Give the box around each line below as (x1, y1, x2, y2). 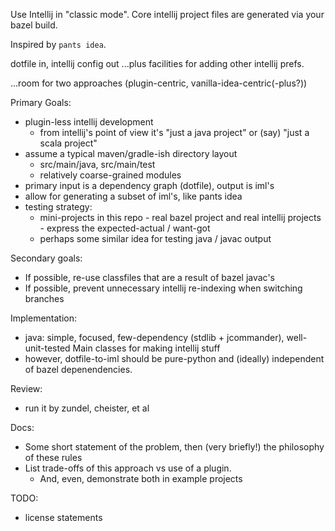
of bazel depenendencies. (24, 364, 133, 375)
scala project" (39, 137, 98, 149)
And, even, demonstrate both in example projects (39, 473, 243, 484)
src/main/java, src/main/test (39, 159, 156, 170)
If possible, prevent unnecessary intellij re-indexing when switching (24, 282, 303, 294)
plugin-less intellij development (24, 116, 154, 128)
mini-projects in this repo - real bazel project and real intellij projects (39, 212, 322, 223)
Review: (10, 383, 43, 394)
